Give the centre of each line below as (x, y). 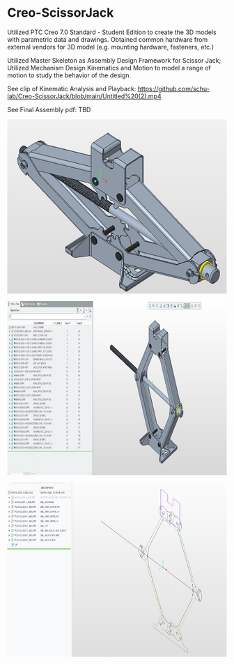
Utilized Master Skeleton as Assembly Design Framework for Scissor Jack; (114, 60)
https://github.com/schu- (174, 88)
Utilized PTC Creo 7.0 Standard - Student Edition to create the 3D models (112, 32)
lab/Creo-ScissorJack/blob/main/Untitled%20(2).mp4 (84, 96)
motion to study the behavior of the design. (69, 75)
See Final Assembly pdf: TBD (49, 109)
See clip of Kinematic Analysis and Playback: (72, 88)
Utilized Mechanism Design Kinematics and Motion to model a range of (109, 68)
